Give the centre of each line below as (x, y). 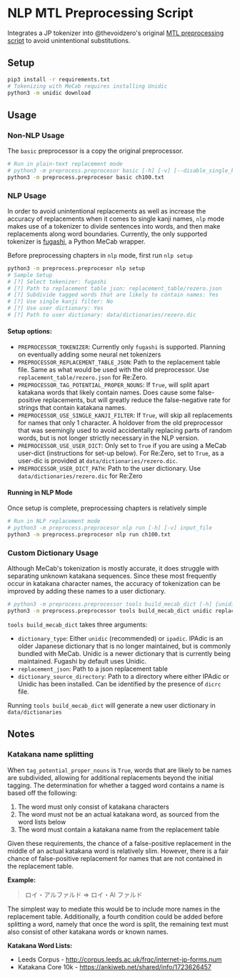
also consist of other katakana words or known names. (88, 932)
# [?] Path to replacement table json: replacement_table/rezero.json (115, 288)
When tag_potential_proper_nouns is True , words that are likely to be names (120, 770)
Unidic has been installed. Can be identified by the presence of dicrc (119, 684)
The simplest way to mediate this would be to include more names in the (114, 909)
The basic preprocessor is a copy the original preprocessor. (95, 151)
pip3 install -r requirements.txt (59, 79)
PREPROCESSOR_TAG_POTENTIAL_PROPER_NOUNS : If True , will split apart (113, 385)
